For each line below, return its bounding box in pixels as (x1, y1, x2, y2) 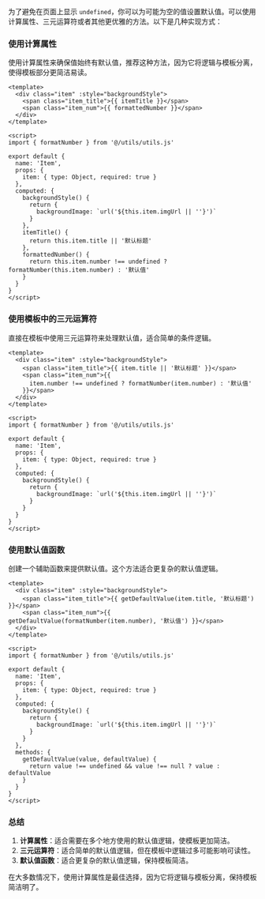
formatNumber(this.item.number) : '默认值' (8, 266, 150, 274)
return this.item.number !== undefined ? (28, 258, 168, 266)
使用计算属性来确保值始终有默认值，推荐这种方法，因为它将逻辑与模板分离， (8, 58, 257, 67)
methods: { (15, 748, 51, 756)
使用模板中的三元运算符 (8, 314, 97, 325)
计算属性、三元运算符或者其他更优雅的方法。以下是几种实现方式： (8, 17, 222, 26)
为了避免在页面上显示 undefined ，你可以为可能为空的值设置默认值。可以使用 (8, 7, 256, 16)
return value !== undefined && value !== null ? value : (28, 762, 221, 770)
